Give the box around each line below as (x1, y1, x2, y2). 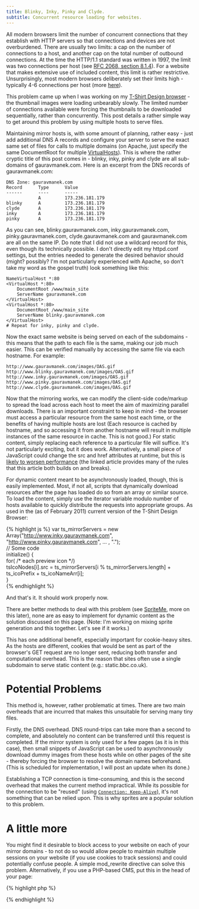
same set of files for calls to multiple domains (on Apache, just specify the (6, 142, 188, 150)
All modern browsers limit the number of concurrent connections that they (6, 30, 188, 38)
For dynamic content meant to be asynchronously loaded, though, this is (6, 476, 184, 483)
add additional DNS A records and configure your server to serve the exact (6, 136, 189, 143)
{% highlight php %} (6, 885, 56, 892)
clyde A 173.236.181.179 (6, 205, 105, 211)
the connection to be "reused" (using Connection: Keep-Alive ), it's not (6, 788, 178, 795)
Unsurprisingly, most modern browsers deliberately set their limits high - (6, 75, 184, 82)
